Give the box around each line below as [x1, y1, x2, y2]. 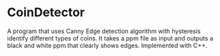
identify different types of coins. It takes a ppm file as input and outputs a [7, 34, 214, 42]
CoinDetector [7, 5, 85, 20]
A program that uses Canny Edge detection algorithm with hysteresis [7, 27, 201, 35]
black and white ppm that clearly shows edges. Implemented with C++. [7, 41, 208, 49]
